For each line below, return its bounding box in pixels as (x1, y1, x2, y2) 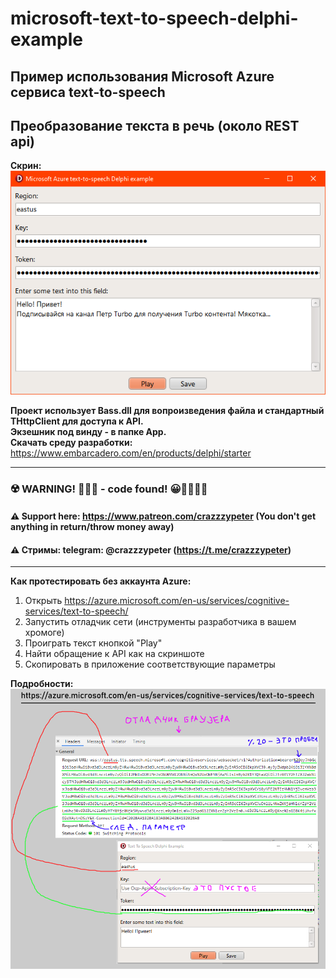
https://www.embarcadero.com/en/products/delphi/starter (10, 447, 252, 459)
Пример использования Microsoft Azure (10, 68, 275, 85)
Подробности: (10, 678, 74, 690)
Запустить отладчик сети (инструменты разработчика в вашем (24, 616, 297, 628)
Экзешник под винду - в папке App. (10, 425, 167, 437)
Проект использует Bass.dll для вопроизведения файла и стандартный (10, 404, 325, 416)
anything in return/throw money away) (10, 521, 175, 533)
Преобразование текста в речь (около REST (10, 117, 300, 134)
